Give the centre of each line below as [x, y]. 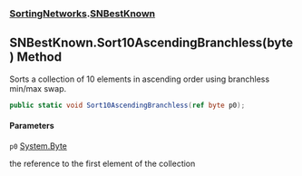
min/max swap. [38, 88]
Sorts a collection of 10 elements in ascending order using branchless [140, 79]
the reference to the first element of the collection [102, 163]
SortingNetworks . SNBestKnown [83, 14]
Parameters [32, 126]
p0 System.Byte [39, 146]
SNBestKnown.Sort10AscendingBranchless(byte [151, 43]
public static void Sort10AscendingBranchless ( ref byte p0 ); [127, 105]
